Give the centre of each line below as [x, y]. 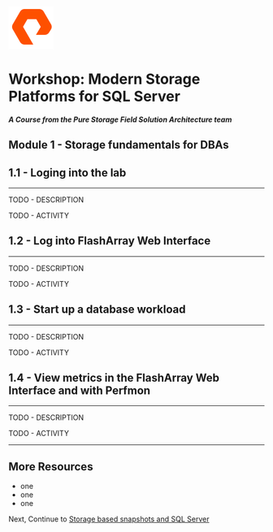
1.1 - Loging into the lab [67, 173]
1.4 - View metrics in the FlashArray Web [114, 378]
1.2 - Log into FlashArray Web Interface [110, 241]
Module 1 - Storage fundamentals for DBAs [119, 145]
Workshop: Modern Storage [104, 79]
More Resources [51, 467]
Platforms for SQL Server [95, 97]
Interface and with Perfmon [80, 391]
